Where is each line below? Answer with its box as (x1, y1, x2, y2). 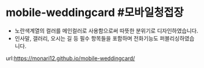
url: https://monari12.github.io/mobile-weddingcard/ (6, 55, 135, 62)
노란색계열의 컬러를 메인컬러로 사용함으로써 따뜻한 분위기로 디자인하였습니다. (14, 27, 198, 34)
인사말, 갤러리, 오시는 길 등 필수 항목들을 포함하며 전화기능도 (14, 34, 159, 42)
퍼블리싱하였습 (159, 34, 195, 42)
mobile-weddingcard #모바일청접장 (6, 6, 184, 20)
